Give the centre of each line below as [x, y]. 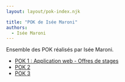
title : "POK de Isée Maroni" [42, 22]
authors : [17, 28]
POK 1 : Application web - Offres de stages [67, 61]
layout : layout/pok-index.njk [43, 11]
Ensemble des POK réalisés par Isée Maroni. [60, 50]
